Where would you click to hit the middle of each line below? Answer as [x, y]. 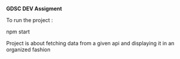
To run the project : [30, 20]
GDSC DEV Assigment [34, 9]
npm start [18, 32]
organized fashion [28, 49]
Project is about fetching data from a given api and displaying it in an [90, 43]
